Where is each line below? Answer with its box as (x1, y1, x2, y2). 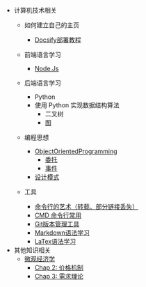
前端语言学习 (24, 51, 61, 59)
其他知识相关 (13, 246, 51, 254)
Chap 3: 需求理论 (34, 272, 83, 280)
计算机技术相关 (13, 6, 57, 14)
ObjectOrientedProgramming (34, 147, 117, 155)
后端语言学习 (24, 79, 61, 87)
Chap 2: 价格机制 (34, 263, 83, 272)
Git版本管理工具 (34, 220, 80, 228)
